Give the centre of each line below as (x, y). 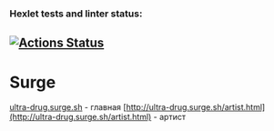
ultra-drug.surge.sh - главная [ (68, 107)
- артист (170, 117)
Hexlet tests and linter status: (76, 14)
